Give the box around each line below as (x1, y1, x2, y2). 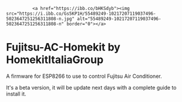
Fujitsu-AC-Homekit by (6, 41, 120, 54)
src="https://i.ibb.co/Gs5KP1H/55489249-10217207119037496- (6, 11, 157, 17)
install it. (6, 90, 26, 97)
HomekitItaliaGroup (6, 53, 104, 67)
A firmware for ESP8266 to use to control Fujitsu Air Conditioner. (6, 73, 163, 80)
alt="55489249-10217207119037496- (77, 16, 161, 22)
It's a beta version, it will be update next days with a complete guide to (6, 84, 177, 91)
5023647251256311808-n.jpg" (6, 16, 75, 22)
